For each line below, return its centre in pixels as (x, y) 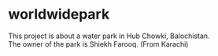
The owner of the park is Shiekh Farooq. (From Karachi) (98, 44)
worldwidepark (59, 14)
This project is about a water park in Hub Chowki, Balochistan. (109, 36)
